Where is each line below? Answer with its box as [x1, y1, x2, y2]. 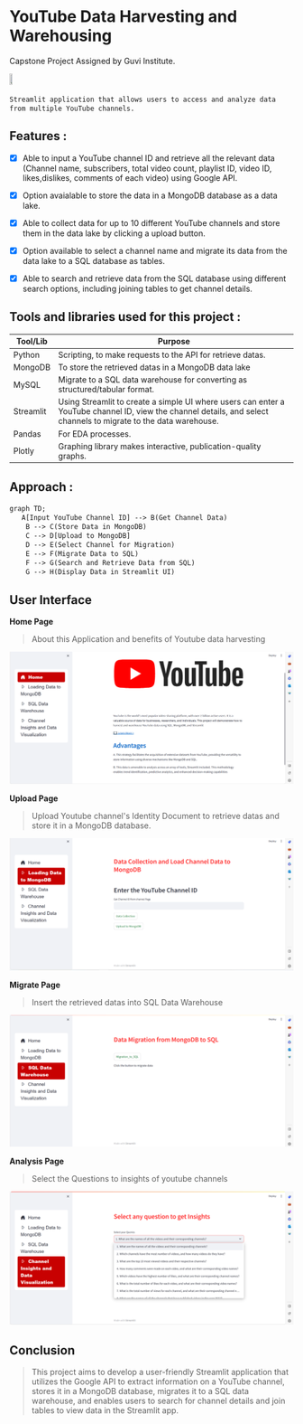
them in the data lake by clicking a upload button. [22, 228, 206, 239]
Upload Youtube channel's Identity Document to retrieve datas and [31, 810, 280, 821]
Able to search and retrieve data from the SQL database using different [22, 273, 287, 284]
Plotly [13, 446, 34, 457]
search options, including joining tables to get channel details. [22, 283, 252, 295]
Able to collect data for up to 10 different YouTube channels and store [22, 217, 280, 228]
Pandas [13, 428, 41, 439]
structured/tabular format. [58, 384, 155, 395]
